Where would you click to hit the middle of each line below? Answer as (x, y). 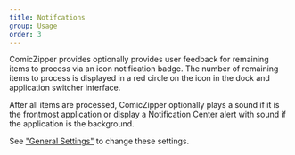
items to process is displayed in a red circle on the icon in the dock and (139, 78)
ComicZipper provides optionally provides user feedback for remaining (139, 60)
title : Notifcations (48, 17)
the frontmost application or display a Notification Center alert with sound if (148, 114)
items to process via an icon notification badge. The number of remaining (144, 69)
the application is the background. (72, 124)
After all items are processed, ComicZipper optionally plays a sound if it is (144, 105)
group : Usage (33, 26)
